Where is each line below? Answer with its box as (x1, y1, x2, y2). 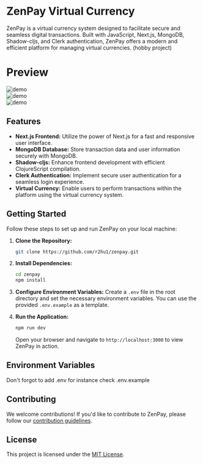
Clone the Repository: (15, 237, 72, 244)
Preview (6, 65, 49, 79)
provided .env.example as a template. (15, 301, 109, 309)
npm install (15, 277, 46, 284)
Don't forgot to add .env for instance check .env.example (6, 376, 150, 383)
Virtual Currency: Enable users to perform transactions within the (15, 185, 182, 192)
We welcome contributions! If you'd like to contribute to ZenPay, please (6, 410, 186, 418)
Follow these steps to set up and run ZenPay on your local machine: (6, 225, 177, 232)
